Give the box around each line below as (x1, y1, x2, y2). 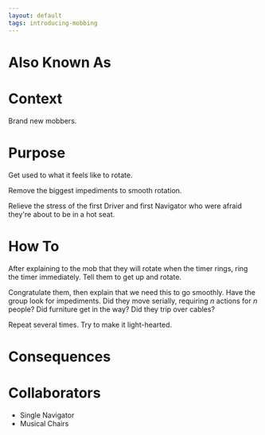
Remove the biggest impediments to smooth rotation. (8, 185, 182, 195)
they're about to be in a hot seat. (8, 209, 115, 219)
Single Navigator (19, 410, 75, 420)
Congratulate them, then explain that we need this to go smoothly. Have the (8, 287, 256, 297)
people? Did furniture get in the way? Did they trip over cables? (8, 304, 216, 314)
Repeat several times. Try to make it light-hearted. (8, 320, 173, 329)
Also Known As (8, 53, 111, 72)
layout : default (8, 11, 62, 20)
